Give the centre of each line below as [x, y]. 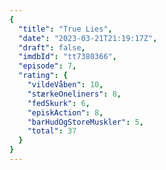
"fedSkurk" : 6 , [59, 103]
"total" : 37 [52, 131]
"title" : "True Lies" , [65, 29]
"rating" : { [43, 76]
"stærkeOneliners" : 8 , [74, 94]
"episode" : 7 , [47, 66]
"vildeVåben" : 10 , [65, 85]
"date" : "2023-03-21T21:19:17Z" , [88, 38]
